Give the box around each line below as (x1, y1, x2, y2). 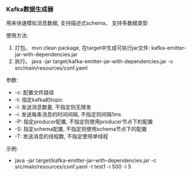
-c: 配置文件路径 (14, 89, 55, 96)
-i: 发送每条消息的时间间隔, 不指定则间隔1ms (14, 111, 122, 118)
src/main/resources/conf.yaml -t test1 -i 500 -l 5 (14, 163, 132, 170)
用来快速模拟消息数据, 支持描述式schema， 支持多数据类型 (6, 19, 148, 27)
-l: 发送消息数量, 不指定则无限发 (14, 103, 92, 111)
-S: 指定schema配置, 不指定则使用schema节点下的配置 (14, 126, 147, 133)
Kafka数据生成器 (6, 5, 54, 13)
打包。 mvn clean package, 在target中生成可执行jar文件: (14, 44, 150, 51)
